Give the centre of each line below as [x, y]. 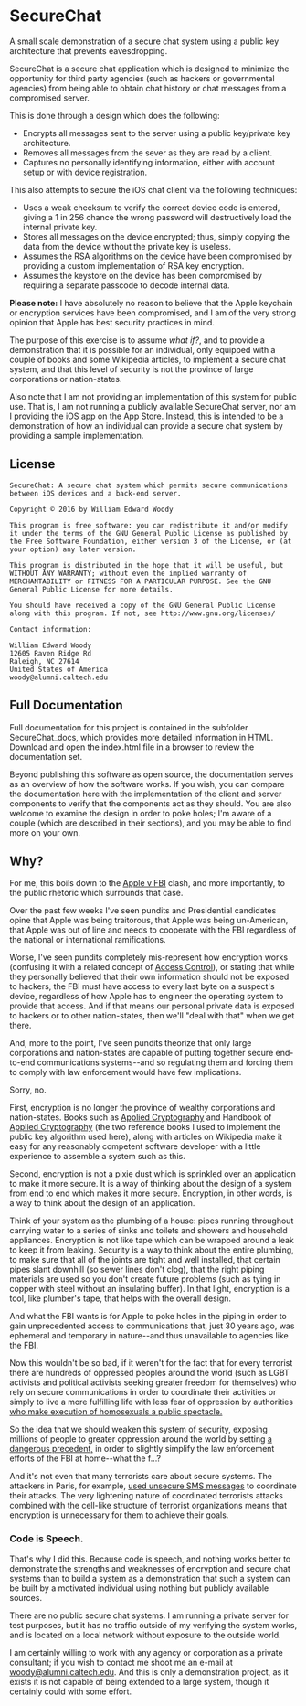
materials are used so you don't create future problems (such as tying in [145, 1279]
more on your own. [45, 832]
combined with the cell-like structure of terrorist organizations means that [148, 1506]
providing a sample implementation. [77, 435]
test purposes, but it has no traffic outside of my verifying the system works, [153, 1625]
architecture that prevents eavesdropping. [89, 50]
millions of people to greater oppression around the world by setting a [141, 1439]
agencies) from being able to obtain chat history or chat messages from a [148, 88]
